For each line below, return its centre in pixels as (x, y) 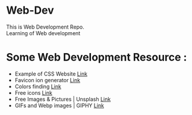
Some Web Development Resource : (97, 57)
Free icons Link (33, 92)
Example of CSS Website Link (51, 74)
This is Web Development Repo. (45, 27)
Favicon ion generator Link (47, 80)
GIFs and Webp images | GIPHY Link (59, 105)
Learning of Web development (43, 33)
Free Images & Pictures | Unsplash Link (63, 99)
